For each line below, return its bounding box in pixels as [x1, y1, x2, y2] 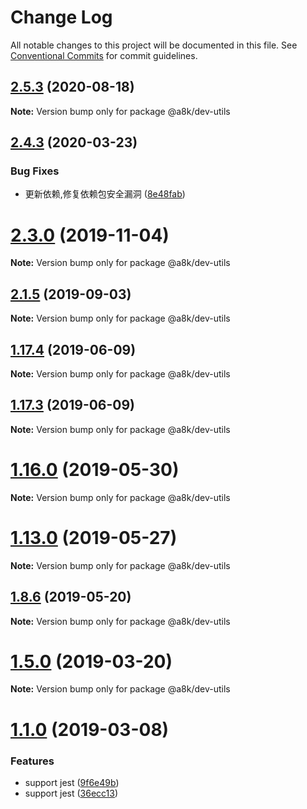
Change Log [10, 6, 113, 29]
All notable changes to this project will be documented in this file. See [10, 39, 298, 51]
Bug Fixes [10, 164, 60, 178]
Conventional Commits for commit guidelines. [10, 49, 198, 61]
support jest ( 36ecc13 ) [24, 787, 119, 799]
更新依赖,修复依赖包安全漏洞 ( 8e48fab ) [24, 188, 186, 200]
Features [10, 754, 55, 768]
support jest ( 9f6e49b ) [24, 776, 120, 788]
